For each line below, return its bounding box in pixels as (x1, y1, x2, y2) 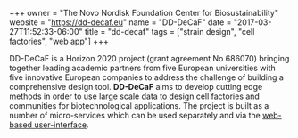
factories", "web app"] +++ (9, 36, 109, 46)
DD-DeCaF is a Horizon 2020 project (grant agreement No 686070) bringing (9, 53, 290, 63)
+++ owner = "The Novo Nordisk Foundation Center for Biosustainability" (9, 8, 279, 18)
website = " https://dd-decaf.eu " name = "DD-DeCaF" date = (9, 17, 232, 28)
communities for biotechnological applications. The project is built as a (9, 101, 269, 110)
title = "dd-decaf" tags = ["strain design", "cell (84, 27, 255, 37)
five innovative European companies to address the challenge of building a (9, 72, 284, 83)
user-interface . (34, 119, 89, 130)
